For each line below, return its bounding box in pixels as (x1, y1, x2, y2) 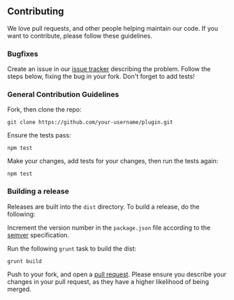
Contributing (7, 6, 64, 17)
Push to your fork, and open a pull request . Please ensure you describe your (7, 270, 227, 278)
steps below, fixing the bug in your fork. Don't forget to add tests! (7, 73, 196, 81)
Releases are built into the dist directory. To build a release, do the (7, 202, 200, 211)
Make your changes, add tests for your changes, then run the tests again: (7, 157, 219, 165)
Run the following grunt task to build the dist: (7, 244, 137, 253)
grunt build (7, 257, 42, 264)
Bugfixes (7, 49, 38, 59)
